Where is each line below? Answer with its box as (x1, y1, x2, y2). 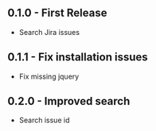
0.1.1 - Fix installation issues (7, 51, 148, 64)
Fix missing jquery (18, 71, 80, 81)
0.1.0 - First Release (7, 6, 107, 20)
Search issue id (18, 115, 70, 125)
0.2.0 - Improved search (7, 94, 131, 108)
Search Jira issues (18, 27, 80, 37)
